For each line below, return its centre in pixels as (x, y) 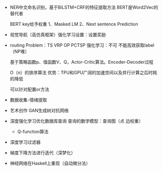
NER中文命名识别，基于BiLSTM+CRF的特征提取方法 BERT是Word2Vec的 (84, 7)
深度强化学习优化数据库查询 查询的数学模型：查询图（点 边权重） (76, 121)
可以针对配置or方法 (30, 89)
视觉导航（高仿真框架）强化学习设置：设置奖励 (58, 35)
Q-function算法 (33, 131)
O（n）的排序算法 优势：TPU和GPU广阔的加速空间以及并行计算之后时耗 (83, 73)
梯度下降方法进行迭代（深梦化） (42, 153)
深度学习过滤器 (25, 142)
